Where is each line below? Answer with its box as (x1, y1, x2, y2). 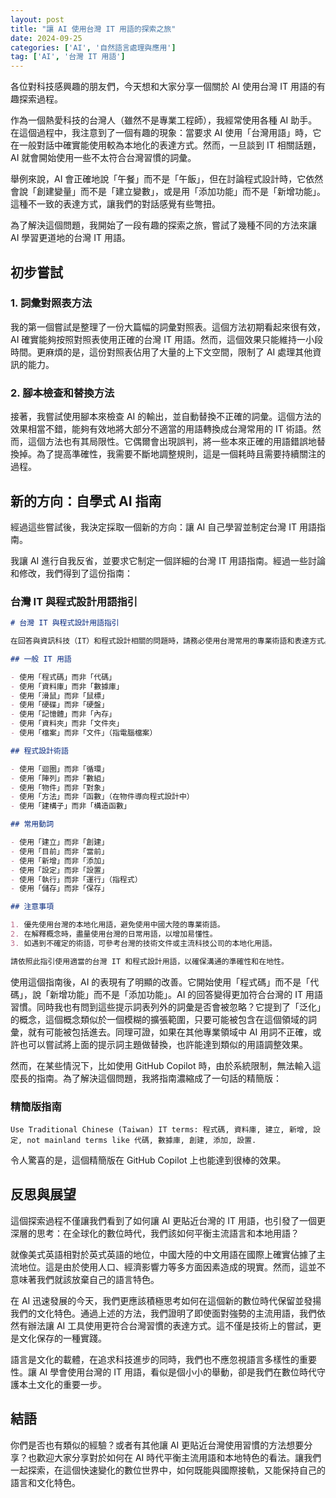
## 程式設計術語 (10, 746, 69, 756)
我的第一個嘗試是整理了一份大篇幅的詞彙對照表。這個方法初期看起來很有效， (10, 321, 326, 333)
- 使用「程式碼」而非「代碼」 (10, 672, 117, 682)
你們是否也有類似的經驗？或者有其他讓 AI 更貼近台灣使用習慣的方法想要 (10, 1439, 305, 1451)
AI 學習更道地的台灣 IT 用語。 (10, 232, 132, 244)
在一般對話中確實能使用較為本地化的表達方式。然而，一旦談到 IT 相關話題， (10, 139, 322, 151)
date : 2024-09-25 (10, 33, 83, 43)
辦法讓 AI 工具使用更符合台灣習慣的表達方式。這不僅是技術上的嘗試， (27, 1319, 313, 1331)
